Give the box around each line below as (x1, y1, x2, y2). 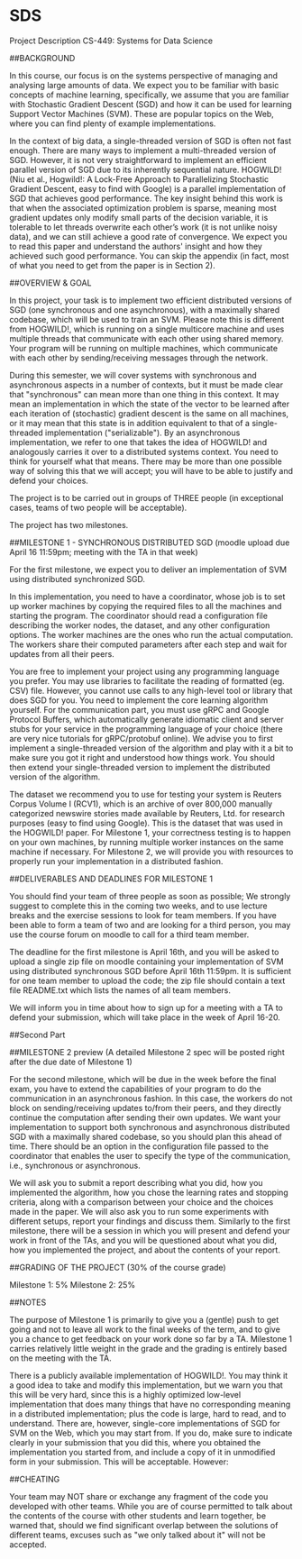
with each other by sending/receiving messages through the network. (9, 352, 269, 363)
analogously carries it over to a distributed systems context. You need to (9, 446, 279, 457)
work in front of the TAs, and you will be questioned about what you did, (9, 1235, 278, 1245)
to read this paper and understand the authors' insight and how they (9, 241, 263, 251)
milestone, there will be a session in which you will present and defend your (9, 1225, 290, 1235)
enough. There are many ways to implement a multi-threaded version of (9, 145, 277, 156)
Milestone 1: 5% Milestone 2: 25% (9, 1279, 136, 1290)
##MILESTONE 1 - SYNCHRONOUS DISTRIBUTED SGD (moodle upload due (9, 537, 290, 548)
